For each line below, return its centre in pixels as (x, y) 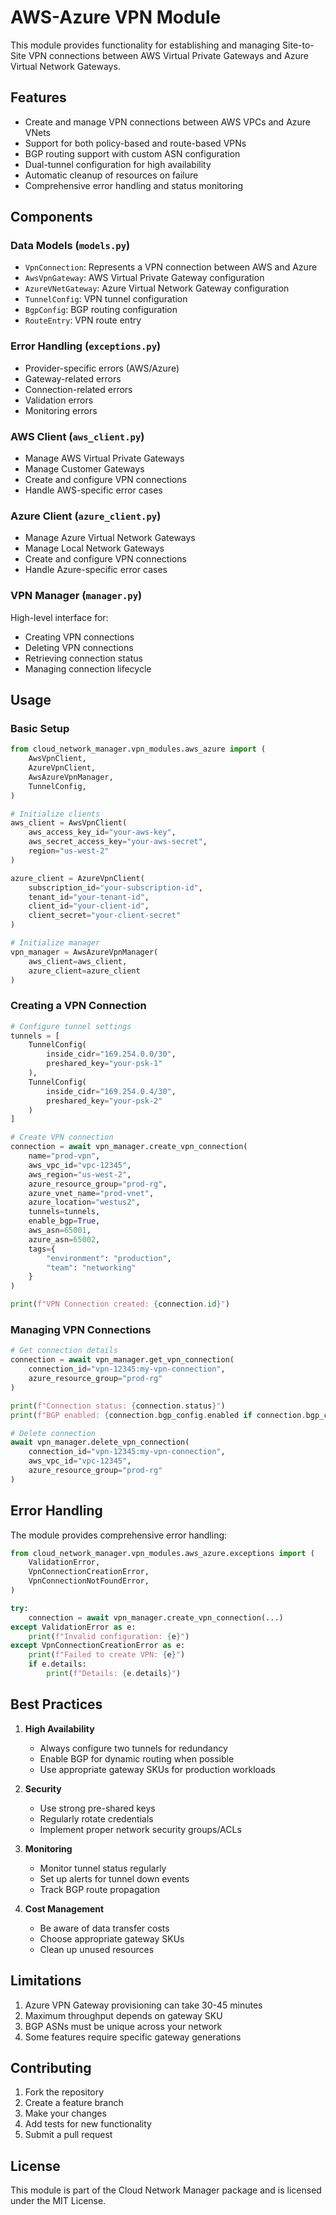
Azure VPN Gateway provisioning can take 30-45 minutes (143, 2005)
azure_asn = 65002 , (64, 1239)
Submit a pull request (68, 2135)
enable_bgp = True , (64, 1221)
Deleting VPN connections (79, 647)
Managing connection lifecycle (88, 668)
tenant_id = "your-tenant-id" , (89, 897)
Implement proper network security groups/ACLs (140, 1829)
